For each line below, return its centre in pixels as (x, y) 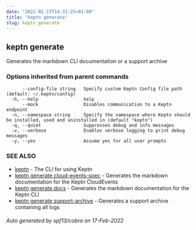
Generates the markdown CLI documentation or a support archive (87, 61)
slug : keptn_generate (33, 23)
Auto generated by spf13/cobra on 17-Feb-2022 (65, 220)
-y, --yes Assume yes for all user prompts (89, 141)
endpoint (17, 110)
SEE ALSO (21, 156)
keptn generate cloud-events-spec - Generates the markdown (91, 175)
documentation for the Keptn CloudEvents (66, 182)
